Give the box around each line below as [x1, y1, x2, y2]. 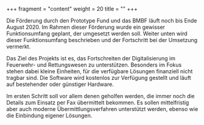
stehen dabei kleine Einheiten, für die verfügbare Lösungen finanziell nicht [6, 68, 193, 75]
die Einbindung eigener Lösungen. [6, 112, 93, 119]
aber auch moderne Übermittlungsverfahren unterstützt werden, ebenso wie [6, 105, 199, 112]
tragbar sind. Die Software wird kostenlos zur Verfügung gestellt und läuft [6, 74, 192, 81]
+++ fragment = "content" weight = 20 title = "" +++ [6, 5, 138, 12]
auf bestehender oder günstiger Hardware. [6, 80, 114, 88]
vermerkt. [6, 43, 31, 50]
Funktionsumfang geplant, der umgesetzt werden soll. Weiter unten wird [6, 30, 188, 37]
